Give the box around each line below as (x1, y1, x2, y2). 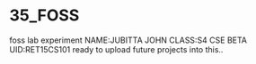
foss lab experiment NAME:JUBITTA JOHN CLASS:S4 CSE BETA (9, 35, 247, 45)
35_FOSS (9, 5, 80, 26)
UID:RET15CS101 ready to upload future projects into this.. (9, 44, 224, 54)
